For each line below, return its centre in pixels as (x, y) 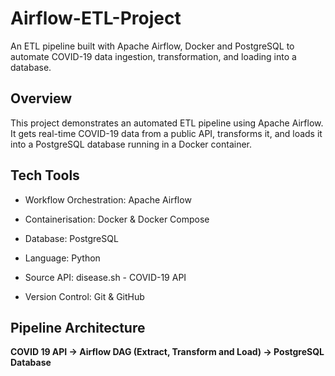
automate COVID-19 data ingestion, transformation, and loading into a (153, 56)
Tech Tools (45, 175)
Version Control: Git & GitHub (84, 296)
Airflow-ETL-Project (96, 18)
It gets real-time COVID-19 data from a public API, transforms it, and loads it (166, 133)
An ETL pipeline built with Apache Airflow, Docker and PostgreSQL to (152, 46)
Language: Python (62, 258)
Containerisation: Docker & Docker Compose (117, 219)
